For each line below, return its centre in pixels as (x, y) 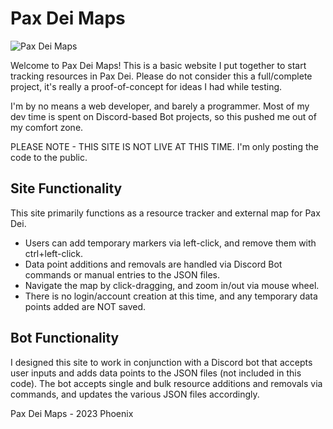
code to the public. (49, 157)
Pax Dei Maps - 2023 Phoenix (72, 413)
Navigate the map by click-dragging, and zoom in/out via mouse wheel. (172, 285)
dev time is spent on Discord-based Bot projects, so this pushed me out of (163, 116)
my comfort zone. (47, 127)
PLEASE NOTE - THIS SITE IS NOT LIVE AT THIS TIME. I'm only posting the (164, 146)
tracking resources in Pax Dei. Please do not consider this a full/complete (161, 76)
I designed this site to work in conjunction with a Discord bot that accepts (161, 362)
